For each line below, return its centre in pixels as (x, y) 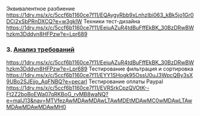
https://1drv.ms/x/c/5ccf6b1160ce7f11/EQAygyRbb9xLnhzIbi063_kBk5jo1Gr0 (100, 15)
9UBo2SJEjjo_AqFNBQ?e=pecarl (47, 82)
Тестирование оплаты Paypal (126, 82)
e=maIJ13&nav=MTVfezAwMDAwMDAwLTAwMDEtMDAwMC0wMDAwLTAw (99, 100)
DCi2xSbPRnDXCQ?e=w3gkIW (44, 21)
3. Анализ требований (41, 49)
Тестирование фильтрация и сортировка (141, 69)
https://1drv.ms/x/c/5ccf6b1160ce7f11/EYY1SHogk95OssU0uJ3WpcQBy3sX (100, 75)
